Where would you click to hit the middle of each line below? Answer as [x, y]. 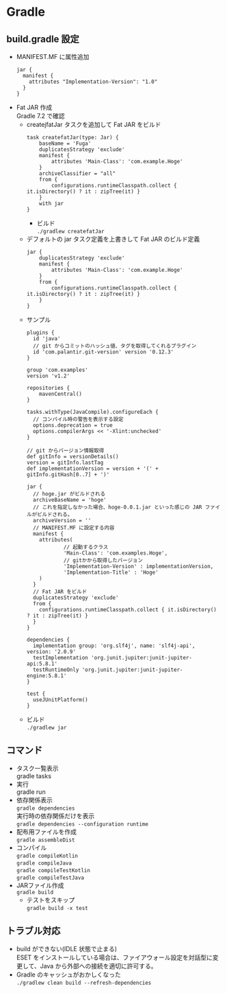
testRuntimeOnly [56, 670]
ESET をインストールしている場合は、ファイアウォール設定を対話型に [114, 957]
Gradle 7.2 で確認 [41, 116]
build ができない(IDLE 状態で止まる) [67, 948]
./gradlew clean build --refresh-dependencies [84, 983]
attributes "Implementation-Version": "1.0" [93, 82]
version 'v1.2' [48, 376]
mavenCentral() [61, 394]
